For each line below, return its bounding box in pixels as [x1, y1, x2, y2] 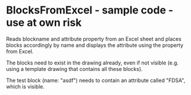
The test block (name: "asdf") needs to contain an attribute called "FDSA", [6, 77, 186, 84]
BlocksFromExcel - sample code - [6, 4, 173, 17]
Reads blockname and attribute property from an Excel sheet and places [6, 35, 182, 42]
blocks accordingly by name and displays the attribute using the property [6, 42, 184, 49]
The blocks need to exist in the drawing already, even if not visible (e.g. [6, 59, 179, 66]
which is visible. [6, 83, 45, 90]
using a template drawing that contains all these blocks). [6, 65, 143, 72]
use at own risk [6, 16, 82, 29]
